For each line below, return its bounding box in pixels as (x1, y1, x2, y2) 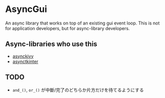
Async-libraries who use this (5, 40, 98, 48)
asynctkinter (12, 58, 39, 64)
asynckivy (12, 53, 34, 59)
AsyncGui (5, 3, 48, 15)
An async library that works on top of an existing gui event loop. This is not (5, 20, 160, 26)
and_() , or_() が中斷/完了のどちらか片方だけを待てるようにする (12, 86, 144, 93)
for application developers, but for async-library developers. (5, 25, 130, 31)
